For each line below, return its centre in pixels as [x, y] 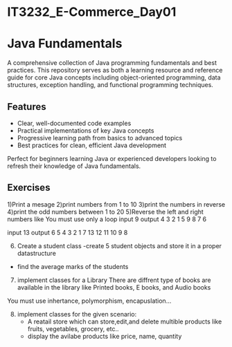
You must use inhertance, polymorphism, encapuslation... [89, 301]
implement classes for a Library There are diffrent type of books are [114, 280]
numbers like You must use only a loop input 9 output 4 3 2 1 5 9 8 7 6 [107, 219]
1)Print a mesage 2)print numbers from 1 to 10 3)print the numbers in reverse [116, 204]
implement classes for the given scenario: [77, 314]
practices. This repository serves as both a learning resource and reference [115, 71]
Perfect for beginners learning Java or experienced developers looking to [112, 158]
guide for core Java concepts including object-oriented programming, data [114, 77]
